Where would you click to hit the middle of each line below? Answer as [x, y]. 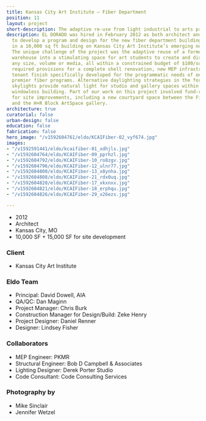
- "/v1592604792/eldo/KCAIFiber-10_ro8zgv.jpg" [68, 160]
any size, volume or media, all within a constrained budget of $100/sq [107, 63]
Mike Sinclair [31, 406]
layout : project [27, 23]
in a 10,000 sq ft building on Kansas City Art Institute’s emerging [102, 47]
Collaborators [27, 344]
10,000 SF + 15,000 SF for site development [70, 237]
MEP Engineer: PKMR [42, 357]
